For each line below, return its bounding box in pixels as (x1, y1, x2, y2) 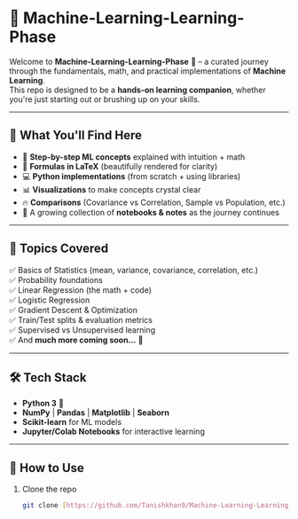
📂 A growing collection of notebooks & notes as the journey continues (21, 207, 279, 217)
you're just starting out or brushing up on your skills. (9, 93, 200, 105)
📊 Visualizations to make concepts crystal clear (21, 184, 201, 194)
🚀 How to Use (9, 460, 84, 476)
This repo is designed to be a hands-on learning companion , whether (9, 84, 266, 95)
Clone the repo (21, 484, 77, 495)
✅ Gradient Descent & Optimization (9, 304, 137, 315)
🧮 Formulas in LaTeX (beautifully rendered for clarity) (21, 161, 218, 171)
